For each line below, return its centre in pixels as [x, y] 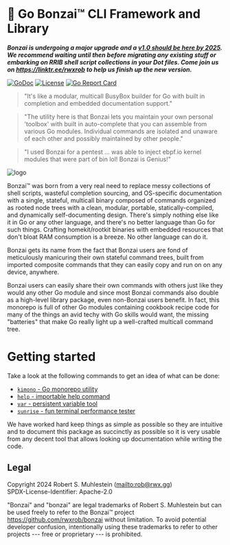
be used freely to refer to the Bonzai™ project [71, 512]
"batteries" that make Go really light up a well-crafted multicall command [110, 321]
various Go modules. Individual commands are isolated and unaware [120, 131]
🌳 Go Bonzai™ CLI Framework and [104, 14]
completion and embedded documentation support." [98, 103]
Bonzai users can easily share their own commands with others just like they [115, 285]
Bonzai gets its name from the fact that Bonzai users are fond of [97, 250]
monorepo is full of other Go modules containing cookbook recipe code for [113, 307]
